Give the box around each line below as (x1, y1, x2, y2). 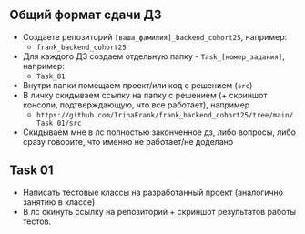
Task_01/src (36, 118, 82, 127)
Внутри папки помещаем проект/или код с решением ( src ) (22, 79, 253, 90)
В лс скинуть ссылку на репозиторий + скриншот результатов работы (22, 206, 297, 217)
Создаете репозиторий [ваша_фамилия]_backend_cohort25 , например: (22, 31, 288, 42)
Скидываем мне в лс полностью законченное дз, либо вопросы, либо (22, 127, 296, 137)
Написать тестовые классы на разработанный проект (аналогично (22, 187, 284, 198)
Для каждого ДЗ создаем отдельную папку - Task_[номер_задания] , (22, 50, 285, 62)
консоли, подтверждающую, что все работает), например (22, 99, 250, 110)
